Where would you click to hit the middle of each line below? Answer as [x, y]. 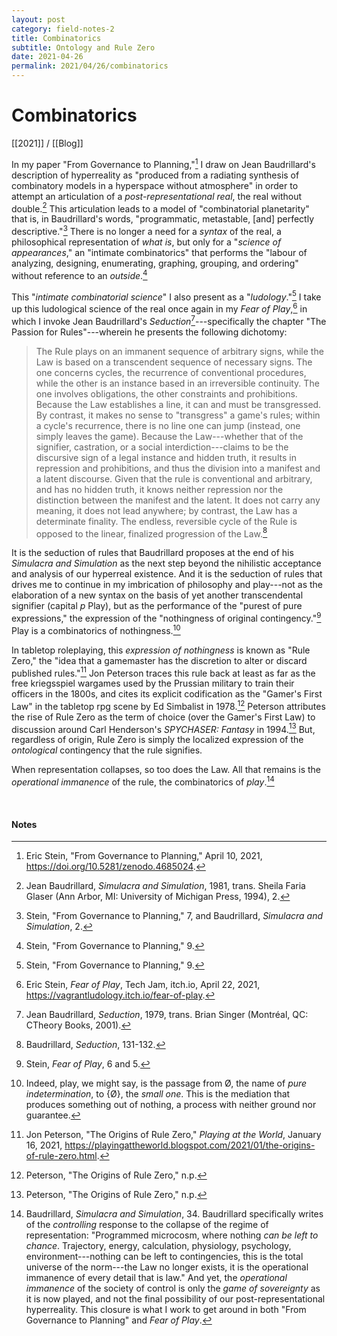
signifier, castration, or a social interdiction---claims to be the [162, 447]
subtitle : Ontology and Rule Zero [83, 47]
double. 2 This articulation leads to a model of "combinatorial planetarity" [160, 208]
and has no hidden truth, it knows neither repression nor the [159, 489]
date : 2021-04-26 [47, 57]
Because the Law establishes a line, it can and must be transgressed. [178, 404]
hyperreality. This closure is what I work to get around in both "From [166, 1310]
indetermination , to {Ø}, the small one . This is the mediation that [158, 1094]
